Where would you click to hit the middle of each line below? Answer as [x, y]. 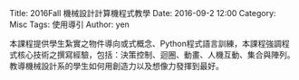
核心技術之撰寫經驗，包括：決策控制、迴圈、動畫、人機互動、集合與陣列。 [156, 55]
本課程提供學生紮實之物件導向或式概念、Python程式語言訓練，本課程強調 [146, 44]
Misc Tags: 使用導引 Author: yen [69, 24]
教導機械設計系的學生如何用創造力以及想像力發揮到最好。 [116, 66]
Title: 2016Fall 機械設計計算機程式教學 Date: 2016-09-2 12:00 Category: [143, 13]
